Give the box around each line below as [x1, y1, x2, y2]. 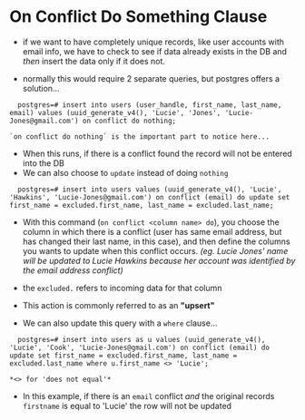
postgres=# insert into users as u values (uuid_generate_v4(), [17, 335, 266, 344]
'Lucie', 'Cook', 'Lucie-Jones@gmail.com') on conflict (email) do [9, 343, 271, 352]
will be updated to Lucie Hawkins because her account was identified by [22, 255, 296, 266]
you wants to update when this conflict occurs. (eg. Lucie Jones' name [22, 245, 289, 256]
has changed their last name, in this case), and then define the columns [22, 236, 290, 247]
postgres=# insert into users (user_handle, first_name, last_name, [17, 100, 282, 110]
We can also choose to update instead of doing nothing [22, 167, 229, 178]
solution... [22, 83, 60, 93]
